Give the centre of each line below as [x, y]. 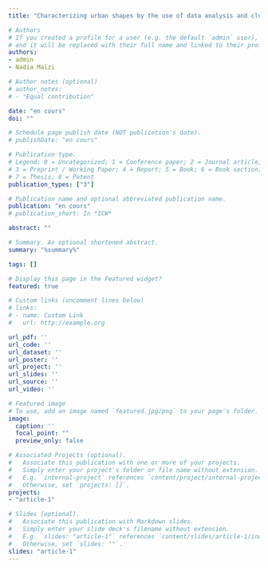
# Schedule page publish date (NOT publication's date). [105, 133]
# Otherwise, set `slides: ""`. [66, 544]
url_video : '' [32, 389]
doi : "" [21, 118]
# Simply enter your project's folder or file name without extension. [134, 470]
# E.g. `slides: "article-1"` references [82, 536]
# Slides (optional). [44, 514]
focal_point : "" [42, 433]
